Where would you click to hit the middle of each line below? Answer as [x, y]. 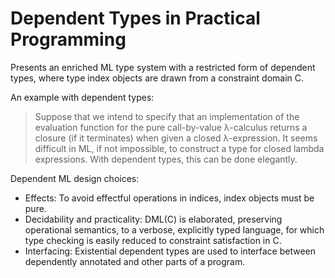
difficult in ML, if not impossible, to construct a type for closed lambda [179, 148]
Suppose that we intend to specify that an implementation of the [167, 116]
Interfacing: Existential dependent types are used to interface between [170, 251]
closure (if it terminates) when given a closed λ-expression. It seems [176, 138]
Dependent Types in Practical [135, 18]
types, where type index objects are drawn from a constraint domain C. [157, 78]
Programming [68, 39]
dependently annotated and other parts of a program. [135, 261]
